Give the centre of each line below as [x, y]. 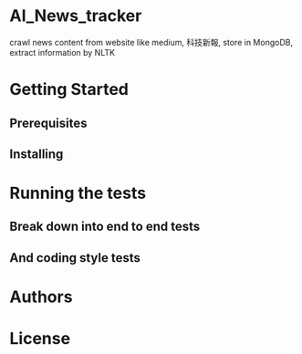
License [40, 339]
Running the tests [78, 193]
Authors [41, 297]
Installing [36, 154]
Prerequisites [48, 123]
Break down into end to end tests [105, 227]
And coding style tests [75, 258]
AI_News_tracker [76, 16]
